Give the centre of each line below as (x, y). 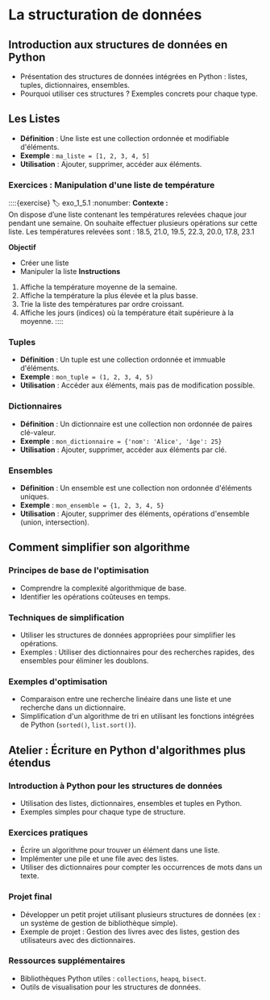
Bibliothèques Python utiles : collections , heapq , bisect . (113, 978)
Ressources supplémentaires (67, 961)
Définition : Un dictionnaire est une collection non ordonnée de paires (136, 424)
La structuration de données (105, 15)
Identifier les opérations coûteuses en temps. (95, 596)
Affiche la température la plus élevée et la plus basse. (109, 296)
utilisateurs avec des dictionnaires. (77, 940)
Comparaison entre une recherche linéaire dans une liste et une (126, 699)
